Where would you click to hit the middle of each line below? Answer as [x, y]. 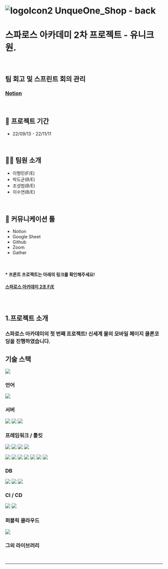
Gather [19, 253]
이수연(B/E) [24, 192]
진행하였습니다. [33, 341]
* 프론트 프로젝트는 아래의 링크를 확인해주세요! [50, 274]
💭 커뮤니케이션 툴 [30, 219]
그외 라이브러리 [22, 545]
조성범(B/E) [24, 186]
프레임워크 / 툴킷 [24, 435]
